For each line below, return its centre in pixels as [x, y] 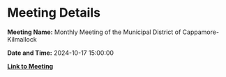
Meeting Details [54, 13]
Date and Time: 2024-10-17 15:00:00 [60, 53]
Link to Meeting [30, 66]
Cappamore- [201, 32]
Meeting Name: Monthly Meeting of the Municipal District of [94, 32]
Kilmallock [22, 39]
